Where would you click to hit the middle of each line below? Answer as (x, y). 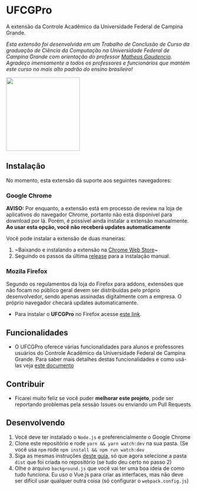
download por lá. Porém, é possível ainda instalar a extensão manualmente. (98, 221)
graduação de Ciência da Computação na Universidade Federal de (88, 50)
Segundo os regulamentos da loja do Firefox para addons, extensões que (95, 284)
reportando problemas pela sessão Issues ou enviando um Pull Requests (103, 404)
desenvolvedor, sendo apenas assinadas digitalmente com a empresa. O (94, 297)
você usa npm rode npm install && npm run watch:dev (79, 449)
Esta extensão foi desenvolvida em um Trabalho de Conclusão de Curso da (98, 44)
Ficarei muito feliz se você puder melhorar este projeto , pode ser (94, 398)
